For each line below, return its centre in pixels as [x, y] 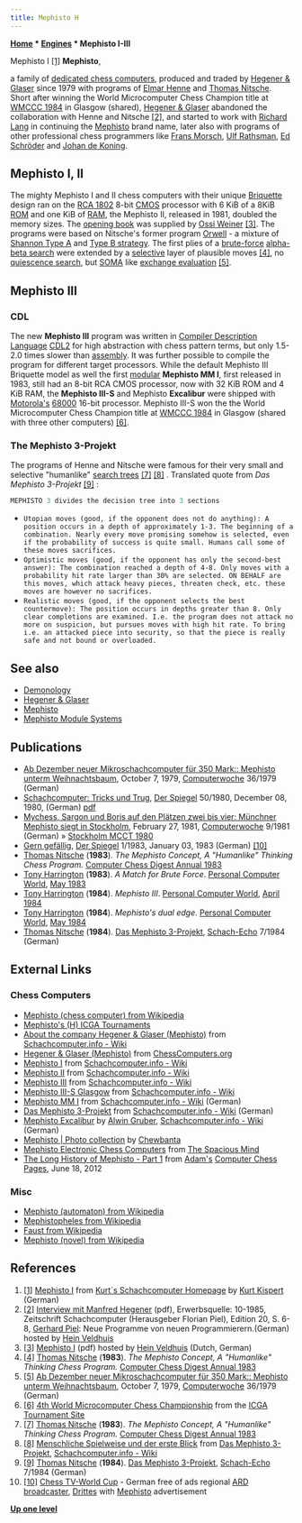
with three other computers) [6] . [70, 422]
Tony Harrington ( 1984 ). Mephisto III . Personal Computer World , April [151, 893]
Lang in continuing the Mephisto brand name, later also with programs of [145, 126]
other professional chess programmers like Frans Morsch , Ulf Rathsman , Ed [150, 135]
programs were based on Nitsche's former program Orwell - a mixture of [145, 234]
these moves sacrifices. [70, 551]
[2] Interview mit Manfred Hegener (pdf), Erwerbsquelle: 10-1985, [145, 1309]
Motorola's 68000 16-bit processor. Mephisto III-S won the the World [138, 403]
